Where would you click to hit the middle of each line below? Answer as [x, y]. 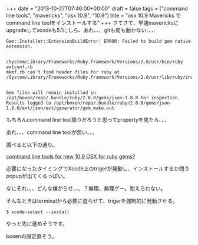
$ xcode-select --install [38, 212]
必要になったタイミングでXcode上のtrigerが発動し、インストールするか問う [98, 169]
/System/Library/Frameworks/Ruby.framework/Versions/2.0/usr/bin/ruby [95, 62]
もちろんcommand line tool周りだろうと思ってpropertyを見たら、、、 [88, 120]
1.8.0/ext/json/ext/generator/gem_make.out [60, 108]
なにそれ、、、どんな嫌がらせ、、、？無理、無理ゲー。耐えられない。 [86, 188]
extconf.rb [19, 67]
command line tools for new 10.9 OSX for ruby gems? [71, 156]
